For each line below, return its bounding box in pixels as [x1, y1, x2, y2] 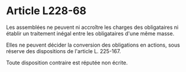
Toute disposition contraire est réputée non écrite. [6, 59, 128, 66]
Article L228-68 [6, 4, 87, 18]
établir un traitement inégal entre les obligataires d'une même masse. [6, 30, 175, 37]
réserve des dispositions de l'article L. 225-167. [6, 47, 121, 54]
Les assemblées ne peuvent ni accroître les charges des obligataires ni [6, 24, 179, 31]
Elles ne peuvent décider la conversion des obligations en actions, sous [6, 41, 180, 48]
